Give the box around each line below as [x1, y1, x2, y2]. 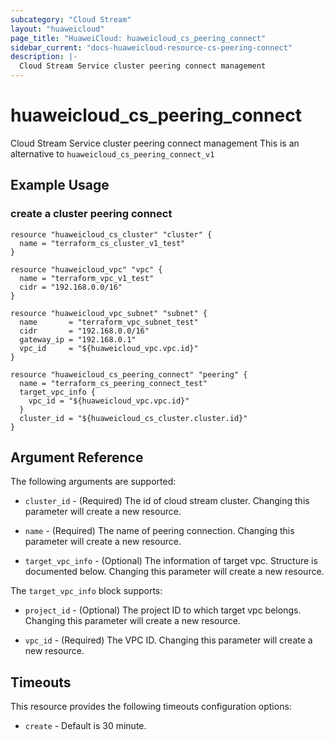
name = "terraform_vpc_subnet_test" [19, 317, 199, 327]
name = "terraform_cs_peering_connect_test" [19, 378, 208, 388]
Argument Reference [10, 449, 144, 466]
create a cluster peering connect [10, 207, 173, 221]
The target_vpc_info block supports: [10, 585, 163, 597]
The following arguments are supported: [10, 476, 177, 488]
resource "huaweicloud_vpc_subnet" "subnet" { [10, 308, 208, 318]
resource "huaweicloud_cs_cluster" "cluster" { [10, 229, 213, 240]
